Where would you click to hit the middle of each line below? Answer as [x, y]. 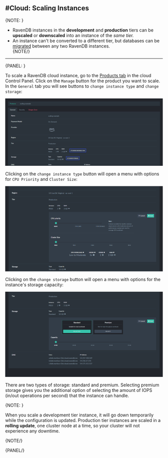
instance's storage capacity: [34, 285]
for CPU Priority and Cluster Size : [41, 179]
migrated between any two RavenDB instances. [61, 46]
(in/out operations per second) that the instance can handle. [67, 396]
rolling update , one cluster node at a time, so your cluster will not [72, 426]
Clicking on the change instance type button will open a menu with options [82, 174]
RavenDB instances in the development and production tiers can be [83, 30]
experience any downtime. [32, 431]
